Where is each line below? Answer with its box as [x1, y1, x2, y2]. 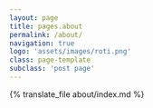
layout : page [9, 13, 59, 23]
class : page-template [9, 55, 91, 64]
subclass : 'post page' [9, 64, 95, 74]
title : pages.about [9, 22, 83, 31]
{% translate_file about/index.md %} [9, 88, 145, 100]
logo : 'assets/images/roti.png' [9, 47, 131, 56]
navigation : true [9, 38, 75, 48]
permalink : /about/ [9, 30, 83, 39]
